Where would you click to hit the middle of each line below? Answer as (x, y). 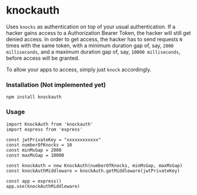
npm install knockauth (34, 97)
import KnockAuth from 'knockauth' (50, 124)
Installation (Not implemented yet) (56, 84)
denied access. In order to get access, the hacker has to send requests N (94, 39)
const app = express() (34, 181)
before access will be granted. (43, 58)
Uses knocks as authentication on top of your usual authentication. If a (91, 27)
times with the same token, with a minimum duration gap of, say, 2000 (90, 45)
